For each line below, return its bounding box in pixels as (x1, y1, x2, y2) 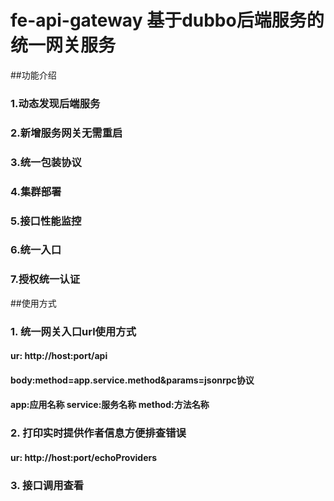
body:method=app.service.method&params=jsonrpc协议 (10, 374, 255, 386)
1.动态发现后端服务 (10, 96, 101, 110)
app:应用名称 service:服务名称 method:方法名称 (10, 399, 210, 411)
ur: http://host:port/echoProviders (10, 451, 158, 463)
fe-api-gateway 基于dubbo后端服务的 (10, 9, 325, 32)
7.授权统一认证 (10, 272, 81, 286)
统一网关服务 (10, 34, 117, 57)
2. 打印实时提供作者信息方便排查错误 (10, 426, 187, 440)
